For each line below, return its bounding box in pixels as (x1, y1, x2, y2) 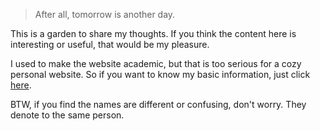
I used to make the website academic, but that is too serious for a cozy (10, 58, 302, 69)
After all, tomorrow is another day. (34, 9, 176, 20)
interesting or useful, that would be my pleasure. (10, 39, 210, 50)
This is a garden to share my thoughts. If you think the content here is (10, 28, 297, 39)
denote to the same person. (10, 109, 125, 121)
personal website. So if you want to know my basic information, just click (10, 69, 311, 80)
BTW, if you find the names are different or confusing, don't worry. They (10, 99, 307, 110)
